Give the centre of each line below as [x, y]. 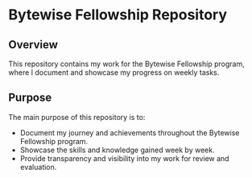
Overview [33, 45]
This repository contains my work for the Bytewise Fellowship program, [126, 64]
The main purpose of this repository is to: [77, 117]
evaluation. [38, 167]
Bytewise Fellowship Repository [118, 15]
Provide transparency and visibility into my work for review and [124, 158]
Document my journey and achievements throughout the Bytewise [130, 132]
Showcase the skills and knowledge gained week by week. [117, 150]
